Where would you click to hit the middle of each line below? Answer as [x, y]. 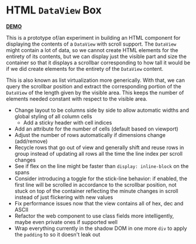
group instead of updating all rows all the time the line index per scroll [99, 153]
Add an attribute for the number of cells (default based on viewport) [96, 129]
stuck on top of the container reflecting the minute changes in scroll [96, 191]
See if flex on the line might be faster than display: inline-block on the [102, 166]
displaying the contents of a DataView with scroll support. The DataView [91, 44]
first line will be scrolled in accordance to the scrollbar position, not [95, 184]
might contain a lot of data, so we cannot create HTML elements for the [92, 50]
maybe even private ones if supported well [66, 222]
